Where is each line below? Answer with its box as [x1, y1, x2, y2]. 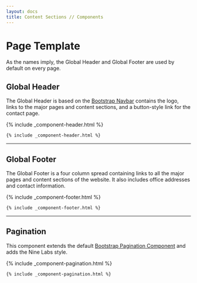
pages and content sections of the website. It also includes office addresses [6, 176, 191, 183]
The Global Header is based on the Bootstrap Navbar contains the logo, [6, 97, 179, 104]
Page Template [6, 39, 80, 53]
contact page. [6, 110, 40, 117]
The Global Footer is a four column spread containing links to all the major [6, 169, 185, 176]
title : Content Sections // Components [6, 14, 104, 20]
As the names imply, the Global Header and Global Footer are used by [6, 59, 175, 66]
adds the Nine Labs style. [6, 248, 68, 255]
